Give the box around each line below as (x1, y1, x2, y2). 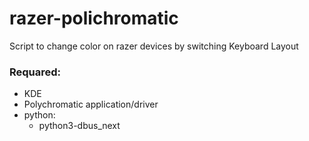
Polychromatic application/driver (23, 98, 159, 111)
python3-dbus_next (38, 120, 121, 132)
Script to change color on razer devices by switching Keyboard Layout (9, 40, 299, 52)
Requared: (9, 65, 62, 79)
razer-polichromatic (9, 7, 179, 30)
